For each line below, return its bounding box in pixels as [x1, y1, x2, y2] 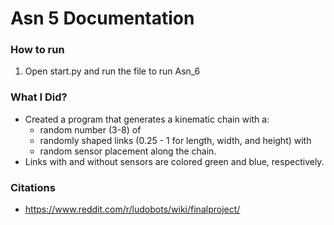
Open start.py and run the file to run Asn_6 [24, 65, 201, 77]
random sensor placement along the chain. [39, 145, 217, 157]
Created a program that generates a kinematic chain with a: [24, 113, 270, 125]
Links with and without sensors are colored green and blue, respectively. [24, 155, 325, 167]
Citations [10, 180, 56, 194]
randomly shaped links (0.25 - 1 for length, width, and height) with [39, 134, 312, 146]
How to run [10, 43, 65, 57]
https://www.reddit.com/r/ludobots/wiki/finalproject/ [24, 203, 241, 216]
